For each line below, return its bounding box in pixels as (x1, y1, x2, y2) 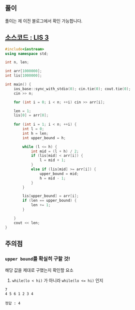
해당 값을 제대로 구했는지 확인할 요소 (5, 267, 74, 273)
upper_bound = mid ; (39, 171, 79, 176)
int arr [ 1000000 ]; (5, 69, 42, 74)
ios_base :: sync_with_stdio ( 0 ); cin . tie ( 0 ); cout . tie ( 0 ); (14, 86, 131, 91)
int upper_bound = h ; (22, 135, 66, 140)
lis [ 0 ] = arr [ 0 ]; (14, 113, 49, 118)
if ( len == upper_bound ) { (22, 198, 77, 203)
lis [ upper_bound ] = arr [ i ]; (22, 194, 79, 198)
